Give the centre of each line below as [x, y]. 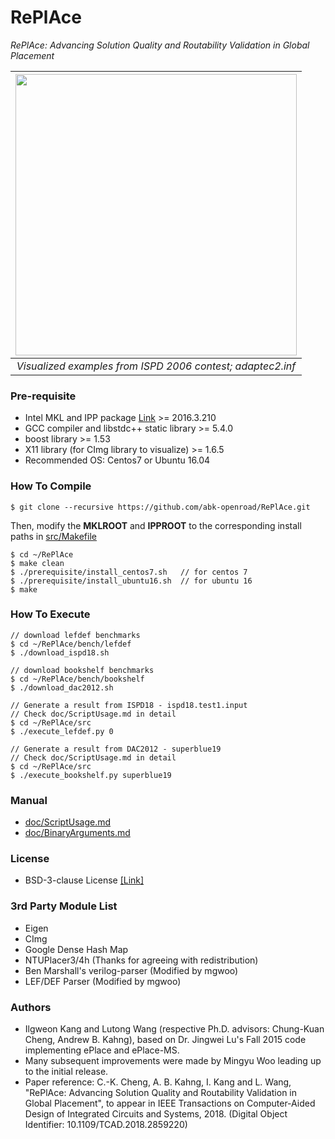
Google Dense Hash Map [76, 949]
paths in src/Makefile [53, 536]
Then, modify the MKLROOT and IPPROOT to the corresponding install [156, 525]
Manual [29, 800]
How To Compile [51, 486]
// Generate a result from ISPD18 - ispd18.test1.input [129, 705]
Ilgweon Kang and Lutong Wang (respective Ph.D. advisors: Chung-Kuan [174, 1029]
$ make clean [37, 563]
